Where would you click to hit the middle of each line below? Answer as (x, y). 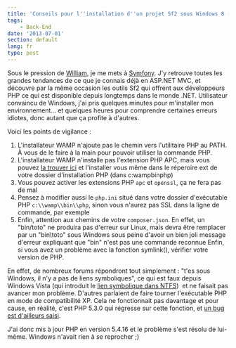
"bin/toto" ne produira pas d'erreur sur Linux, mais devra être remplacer (122, 227)
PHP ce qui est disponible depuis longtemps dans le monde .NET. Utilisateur (118, 95)
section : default (33, 40)
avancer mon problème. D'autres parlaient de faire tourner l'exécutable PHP (117, 293)
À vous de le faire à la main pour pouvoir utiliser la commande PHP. (115, 153)
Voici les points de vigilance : (49, 131)
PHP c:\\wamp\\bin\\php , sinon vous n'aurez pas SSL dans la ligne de (118, 205)
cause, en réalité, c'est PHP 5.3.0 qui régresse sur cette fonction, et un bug (116, 308)
